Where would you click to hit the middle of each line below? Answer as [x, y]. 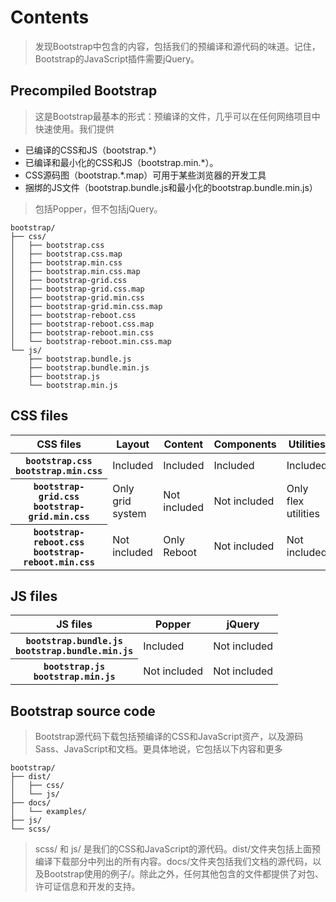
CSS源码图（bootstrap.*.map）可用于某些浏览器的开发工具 [145, 175]
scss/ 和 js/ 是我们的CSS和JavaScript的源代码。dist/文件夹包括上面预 [178, 849]
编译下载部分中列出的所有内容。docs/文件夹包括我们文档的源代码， [173, 862]
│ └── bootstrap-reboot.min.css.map [91, 341]
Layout [133, 444]
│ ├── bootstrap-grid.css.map [77, 289]
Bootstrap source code [83, 711]
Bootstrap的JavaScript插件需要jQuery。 [117, 58]
